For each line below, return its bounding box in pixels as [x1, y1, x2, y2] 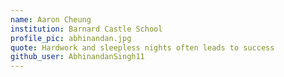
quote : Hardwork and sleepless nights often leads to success [10, 42, 275, 53]
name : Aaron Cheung [10, 14, 92, 25]
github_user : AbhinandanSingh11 [10, 52, 145, 62]
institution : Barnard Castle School [10, 24, 163, 34]
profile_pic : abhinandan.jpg [10, 33, 132, 43]
